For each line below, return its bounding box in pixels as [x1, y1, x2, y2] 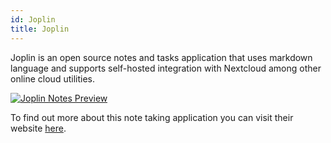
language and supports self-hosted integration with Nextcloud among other [10, 62, 322, 74]
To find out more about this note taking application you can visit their [10, 111, 294, 123]
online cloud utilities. [10, 72, 95, 85]
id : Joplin [10, 14, 56, 25]
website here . [10, 122, 67, 134]
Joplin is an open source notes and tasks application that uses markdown [10, 51, 313, 63]
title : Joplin [10, 24, 70, 34]
